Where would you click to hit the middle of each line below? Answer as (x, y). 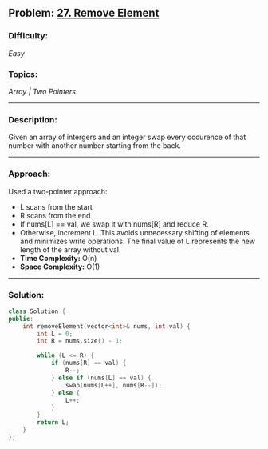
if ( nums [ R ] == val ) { (89, 363)
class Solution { (37, 311)
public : (21, 319)
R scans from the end (55, 215)
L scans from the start (56, 206)
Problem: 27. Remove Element (84, 13)
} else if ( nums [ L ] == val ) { (101, 378)
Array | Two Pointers (42, 91)
